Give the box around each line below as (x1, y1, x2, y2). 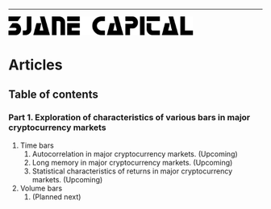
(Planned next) (31, 191, 81, 202)
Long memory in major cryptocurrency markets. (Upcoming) (31, 157, 233, 167)
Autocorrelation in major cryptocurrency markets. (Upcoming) (31, 148, 238, 158)
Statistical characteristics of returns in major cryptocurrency (31, 166, 233, 176)
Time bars (19, 140, 54, 150)
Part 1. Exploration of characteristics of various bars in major (8, 112, 251, 123)
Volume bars (19, 183, 63, 193)
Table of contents (8, 88, 98, 102)
